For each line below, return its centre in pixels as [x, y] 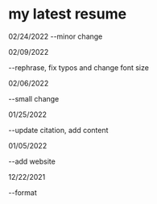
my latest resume [68, 14]
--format [23, 192]
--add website [32, 161]
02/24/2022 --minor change [56, 36]
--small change [34, 98]
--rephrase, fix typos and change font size [78, 67]
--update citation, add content [58, 130]
